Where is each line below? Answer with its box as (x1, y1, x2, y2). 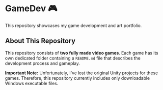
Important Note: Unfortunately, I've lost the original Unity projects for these (5, 70, 158, 76)
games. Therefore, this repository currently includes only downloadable (5, 75, 150, 81)
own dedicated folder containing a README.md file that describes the (5, 55, 141, 61)
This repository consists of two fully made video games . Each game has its (5, 50, 159, 56)
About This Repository (5, 37, 76, 45)
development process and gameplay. (5, 60, 80, 66)
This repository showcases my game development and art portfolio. (5, 22, 142, 29)
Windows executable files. (5, 80, 58, 86)
